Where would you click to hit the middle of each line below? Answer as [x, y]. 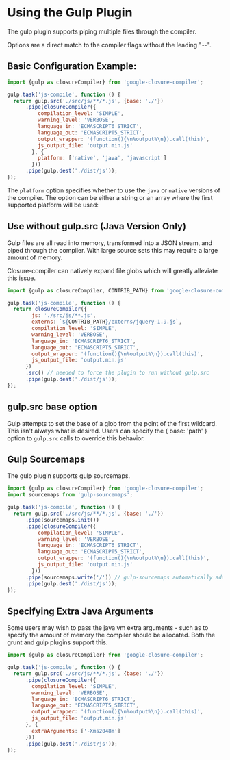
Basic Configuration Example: [72, 66]
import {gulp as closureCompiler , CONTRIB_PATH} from [86, 290]
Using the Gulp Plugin [70, 13]
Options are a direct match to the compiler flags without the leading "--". [109, 45]
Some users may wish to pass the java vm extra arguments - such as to [108, 628]
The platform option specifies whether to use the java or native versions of [114, 190]
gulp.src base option [52, 407]
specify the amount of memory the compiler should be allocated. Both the [111, 635]
